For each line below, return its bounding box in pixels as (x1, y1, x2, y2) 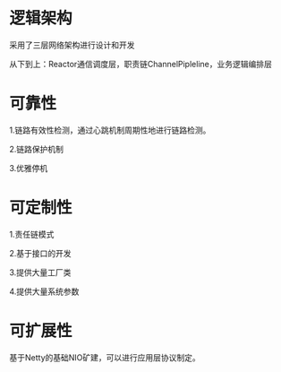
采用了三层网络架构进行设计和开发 (9, 39, 135, 50)
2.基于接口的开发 (9, 247, 72, 258)
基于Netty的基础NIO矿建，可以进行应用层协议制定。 (9, 351, 201, 363)
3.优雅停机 (9, 162, 48, 173)
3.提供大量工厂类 (9, 266, 72, 278)
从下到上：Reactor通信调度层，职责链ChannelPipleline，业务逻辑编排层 (9, 58, 273, 69)
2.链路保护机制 (9, 143, 64, 154)
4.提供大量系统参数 (9, 286, 80, 297)
